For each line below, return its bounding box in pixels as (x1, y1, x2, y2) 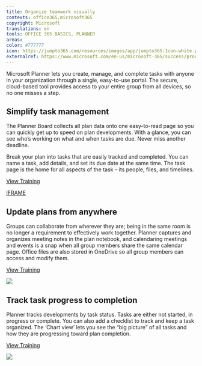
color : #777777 (6, 43, 44, 49)
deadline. (6, 142, 29, 149)
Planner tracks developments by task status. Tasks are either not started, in (6, 311, 194, 319)
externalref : (6, 53, 39, 59)
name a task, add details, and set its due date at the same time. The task (6, 160, 186, 167)
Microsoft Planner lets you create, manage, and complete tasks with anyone (6, 70, 194, 77)
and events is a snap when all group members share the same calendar (6, 242, 183, 249)
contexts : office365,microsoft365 (6, 14, 93, 20)
